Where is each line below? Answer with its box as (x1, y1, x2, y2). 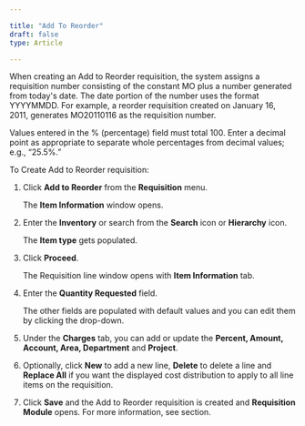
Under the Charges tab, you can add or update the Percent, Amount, (22, 333, 284, 344)
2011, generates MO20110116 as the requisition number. (9, 110, 217, 121)
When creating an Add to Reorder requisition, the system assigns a (9, 71, 260, 82)
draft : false (9, 29, 59, 39)
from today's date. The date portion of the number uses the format (9, 90, 259, 101)
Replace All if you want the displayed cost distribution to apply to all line (22, 370, 294, 380)
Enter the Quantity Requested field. (22, 288, 158, 299)
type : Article (9, 38, 64, 47)
